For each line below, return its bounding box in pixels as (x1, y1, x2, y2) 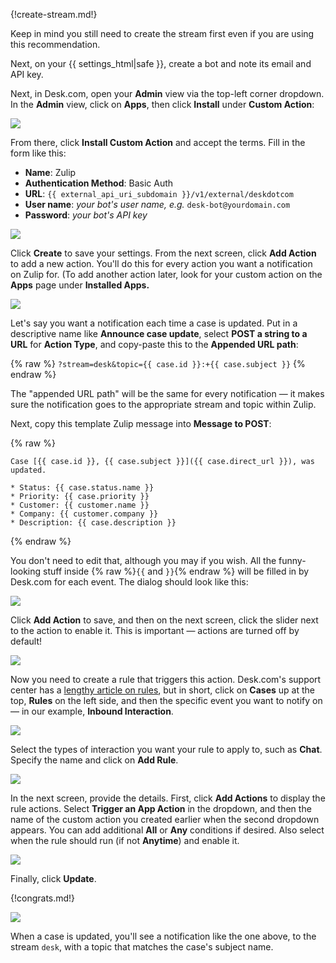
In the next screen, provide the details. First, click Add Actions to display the (10, 792, 326, 804)
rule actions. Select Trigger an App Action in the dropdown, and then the (10, 803, 312, 814)
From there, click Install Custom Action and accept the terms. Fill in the (10, 137, 306, 148)
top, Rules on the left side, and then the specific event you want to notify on (10, 695, 323, 706)
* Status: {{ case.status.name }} (10, 483, 155, 493)
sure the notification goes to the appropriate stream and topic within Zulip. (10, 399, 317, 410)
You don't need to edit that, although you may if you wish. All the (10, 555, 277, 566)
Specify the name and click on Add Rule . (10, 754, 179, 766)
